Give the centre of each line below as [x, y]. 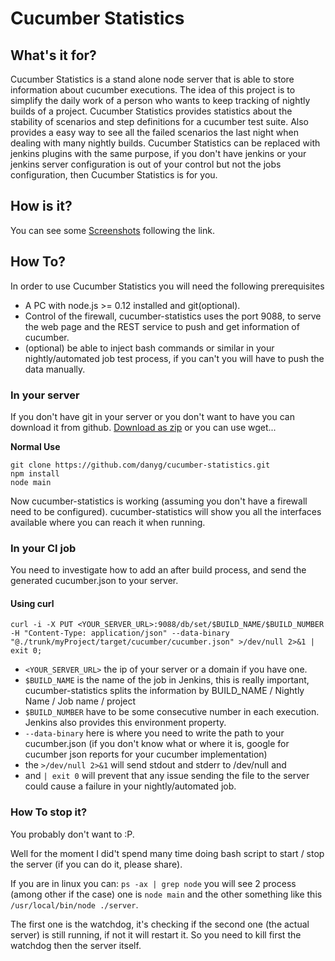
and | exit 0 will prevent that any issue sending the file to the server [167, 776]
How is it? [41, 206]
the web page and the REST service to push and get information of [162, 326]
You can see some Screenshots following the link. [112, 230]
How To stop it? [49, 812]
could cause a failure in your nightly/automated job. [130, 786]
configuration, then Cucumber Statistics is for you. [114, 175]
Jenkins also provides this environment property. [125, 723]
